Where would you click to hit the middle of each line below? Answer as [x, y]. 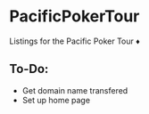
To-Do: [29, 69]
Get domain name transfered [75, 90]
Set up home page [56, 100]
